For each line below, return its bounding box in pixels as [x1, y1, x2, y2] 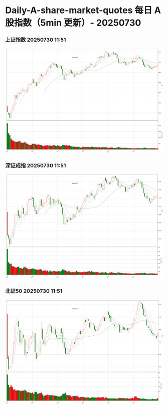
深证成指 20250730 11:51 [5, 162, 66, 169]
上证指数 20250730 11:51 [5, 36, 66, 43]
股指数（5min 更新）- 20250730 [5, 17, 141, 29]
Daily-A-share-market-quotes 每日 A [5, 5, 161, 16]
